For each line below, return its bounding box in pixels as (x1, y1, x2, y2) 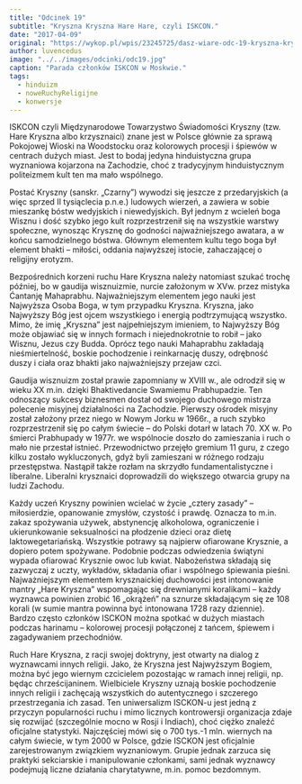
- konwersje (17, 96, 63, 106)
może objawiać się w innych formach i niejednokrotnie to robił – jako (9, 329, 262, 340)
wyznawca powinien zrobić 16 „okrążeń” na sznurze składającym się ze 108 (9, 594, 290, 605)
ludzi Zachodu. (9, 480, 65, 491)
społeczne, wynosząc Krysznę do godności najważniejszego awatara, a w (9, 225, 285, 236)
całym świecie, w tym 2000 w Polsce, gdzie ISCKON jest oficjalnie (9, 735, 255, 746)
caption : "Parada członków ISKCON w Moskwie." (9, 64, 187, 73)
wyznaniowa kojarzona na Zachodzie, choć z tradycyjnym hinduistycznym (9, 160, 285, 171)
